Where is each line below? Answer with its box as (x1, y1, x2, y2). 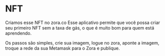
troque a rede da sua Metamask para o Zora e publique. (5, 45, 120, 51)
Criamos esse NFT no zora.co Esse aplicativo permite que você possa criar (5, 19, 160, 25)
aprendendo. (5, 30, 31, 36)
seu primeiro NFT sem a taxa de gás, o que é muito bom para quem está (5, 24, 154, 30)
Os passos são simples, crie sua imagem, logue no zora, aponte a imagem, (5, 39, 159, 45)
